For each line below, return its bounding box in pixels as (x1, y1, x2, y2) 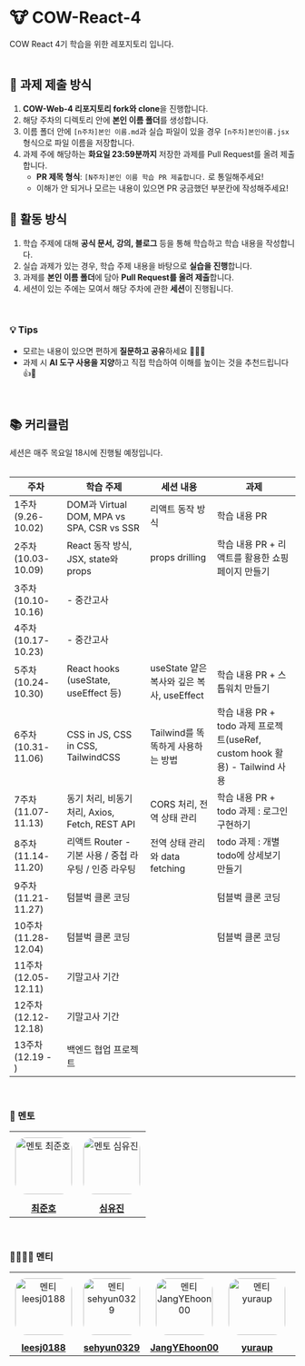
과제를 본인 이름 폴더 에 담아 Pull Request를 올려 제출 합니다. (22, 272, 234, 282)
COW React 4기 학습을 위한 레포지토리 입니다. (9, 38, 174, 49)
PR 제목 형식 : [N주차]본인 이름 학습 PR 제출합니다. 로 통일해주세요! (35, 171, 264, 182)
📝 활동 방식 (9, 212, 68, 227)
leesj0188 (21, 1341, 66, 1354)
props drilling (149, 550, 207, 563)
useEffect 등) (66, 687, 123, 699)
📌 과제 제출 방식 (9, 77, 93, 93)
